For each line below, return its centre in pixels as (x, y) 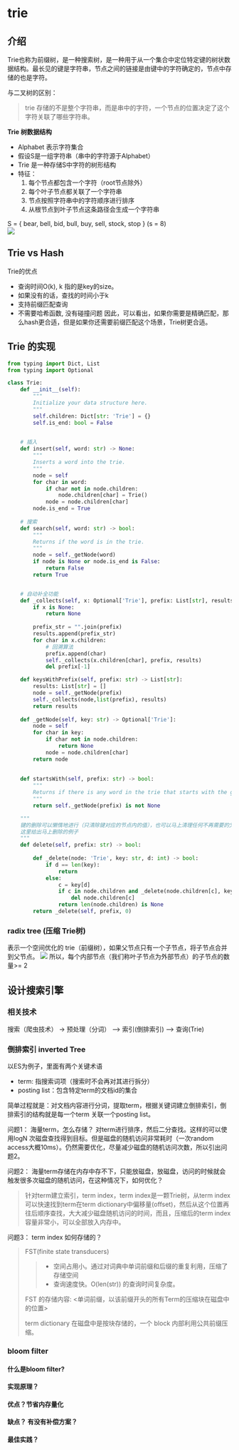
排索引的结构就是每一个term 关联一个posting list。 (81, 1114)
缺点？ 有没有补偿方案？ (43, 1422)
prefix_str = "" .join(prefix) (78, 627)
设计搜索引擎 (36, 990)
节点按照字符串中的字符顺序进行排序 (81, 200)
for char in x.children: (70, 640)
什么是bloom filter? (36, 1369)
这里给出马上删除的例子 (49, 832)
